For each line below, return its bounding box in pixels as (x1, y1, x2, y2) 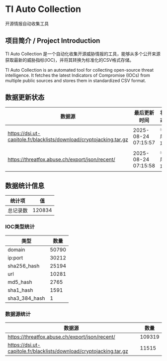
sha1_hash (7, 286, 33, 293)
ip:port (7, 254, 23, 261)
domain (7, 246, 25, 253)
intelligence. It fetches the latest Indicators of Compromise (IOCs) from (5, 72, 151, 78)
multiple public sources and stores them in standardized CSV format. (5, 77, 147, 83)
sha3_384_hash (7, 295, 45, 302)
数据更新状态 (5, 93, 45, 102)
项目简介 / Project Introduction (5, 36, 100, 45)
